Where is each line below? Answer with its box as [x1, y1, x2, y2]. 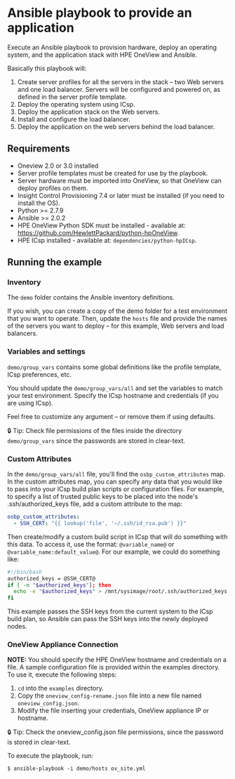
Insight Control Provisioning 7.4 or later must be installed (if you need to [17, 191, 224, 199]
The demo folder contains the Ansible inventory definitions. [7, 293, 175, 302]
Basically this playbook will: [7, 64, 87, 72]
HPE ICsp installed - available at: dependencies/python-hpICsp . [17, 236, 197, 244]
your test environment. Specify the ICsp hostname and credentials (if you [7, 391, 219, 399]
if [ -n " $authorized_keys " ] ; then [7, 581, 112, 589]
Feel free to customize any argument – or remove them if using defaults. [7, 412, 215, 420]
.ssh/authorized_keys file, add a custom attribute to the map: [7, 500, 183, 508]
